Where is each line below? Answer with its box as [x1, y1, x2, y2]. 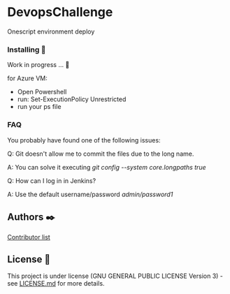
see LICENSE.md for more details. [7, 279, 105, 288]
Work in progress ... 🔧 [7, 61, 70, 69]
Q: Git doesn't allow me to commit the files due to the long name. [7, 149, 194, 158]
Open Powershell [17, 88, 67, 96]
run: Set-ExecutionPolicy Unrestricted [17, 95, 127, 103]
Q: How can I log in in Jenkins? [7, 176, 96, 185]
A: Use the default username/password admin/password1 [7, 190, 173, 198]
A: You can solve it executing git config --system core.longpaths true [7, 163, 206, 171]
